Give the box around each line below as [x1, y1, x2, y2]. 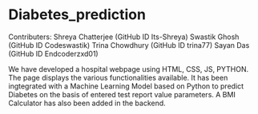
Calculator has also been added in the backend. [8, 98, 166, 108]
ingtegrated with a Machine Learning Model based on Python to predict [8, 81, 244, 91]
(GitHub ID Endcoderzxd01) [8, 49, 99, 58]
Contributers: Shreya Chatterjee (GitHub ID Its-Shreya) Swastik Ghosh [8, 32, 240, 41]
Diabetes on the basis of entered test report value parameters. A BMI [8, 89, 236, 99]
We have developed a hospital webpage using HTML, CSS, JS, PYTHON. [8, 64, 249, 73]
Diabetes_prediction [8, 6, 147, 24]
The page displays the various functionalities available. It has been [8, 73, 228, 82]
